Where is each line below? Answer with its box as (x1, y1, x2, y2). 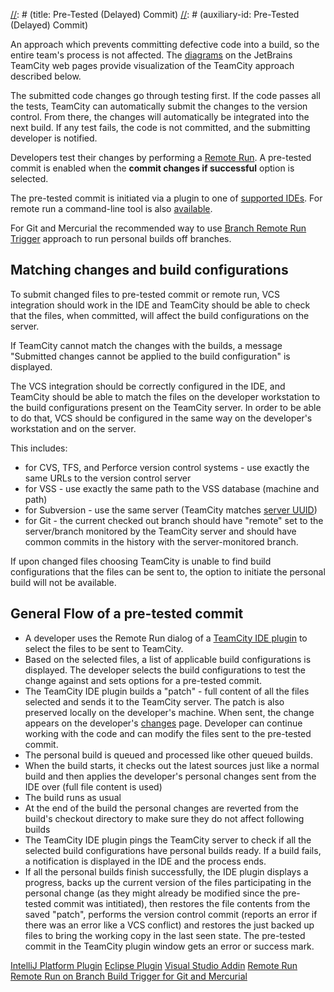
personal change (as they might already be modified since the (24, 887, 281, 899)
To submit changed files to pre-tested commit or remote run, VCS (10, 288, 280, 300)
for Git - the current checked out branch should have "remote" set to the (24, 514, 324, 526)
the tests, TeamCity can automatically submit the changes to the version (10, 100, 308, 112)
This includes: (10, 442, 68, 454)
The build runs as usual (24, 791, 122, 803)
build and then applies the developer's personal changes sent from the (24, 770, 317, 782)
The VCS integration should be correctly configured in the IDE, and (10, 380, 286, 392)
